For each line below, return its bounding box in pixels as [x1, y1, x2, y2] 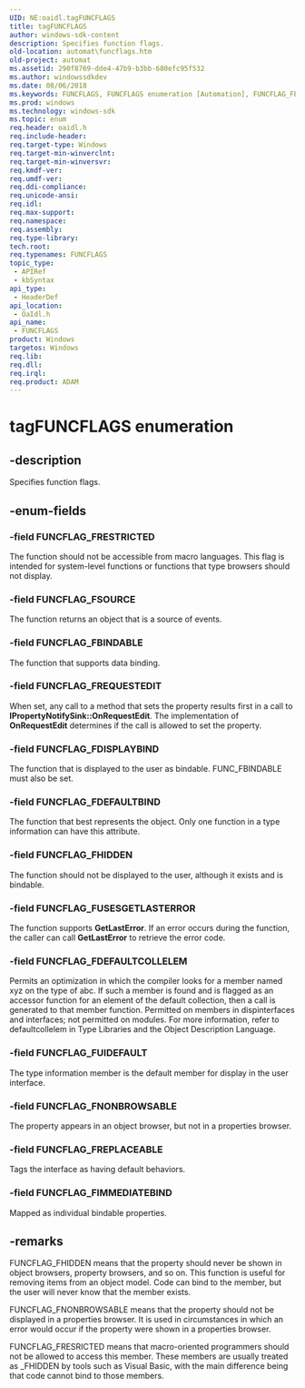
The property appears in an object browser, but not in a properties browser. [9, 1120, 292, 1131]
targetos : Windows [9, 343, 79, 352]
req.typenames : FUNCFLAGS [9, 250, 107, 259]
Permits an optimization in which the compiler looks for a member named [9, 976, 283, 987]
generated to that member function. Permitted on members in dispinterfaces [9, 1005, 295, 1016]
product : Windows [9, 335, 75, 344]
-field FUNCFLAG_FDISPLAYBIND [9, 743, 160, 755]
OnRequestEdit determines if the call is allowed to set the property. [9, 720, 261, 731]
